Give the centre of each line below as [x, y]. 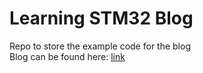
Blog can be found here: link [67, 56]
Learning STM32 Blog [101, 18]
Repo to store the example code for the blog [100, 46]
